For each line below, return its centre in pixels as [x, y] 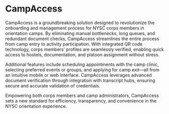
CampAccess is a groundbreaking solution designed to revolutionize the [80, 23]
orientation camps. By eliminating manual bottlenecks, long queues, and [80, 33]
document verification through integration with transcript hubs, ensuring [80, 80]
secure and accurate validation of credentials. [53, 85]
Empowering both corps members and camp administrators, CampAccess [82, 95]
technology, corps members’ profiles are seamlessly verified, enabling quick [84, 49]
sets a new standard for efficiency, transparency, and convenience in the [81, 100]
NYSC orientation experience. [36, 106]
